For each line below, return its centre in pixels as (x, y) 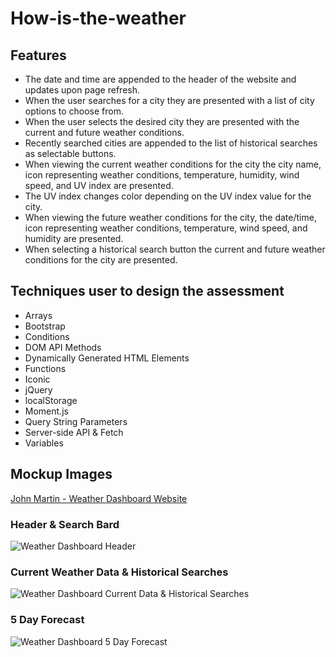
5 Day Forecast (47, 620)
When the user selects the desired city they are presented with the (162, 121)
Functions (45, 368)
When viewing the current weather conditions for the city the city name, (173, 164)
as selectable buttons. (70, 153)
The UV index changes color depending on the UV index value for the (168, 196)
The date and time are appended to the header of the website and (160, 79)
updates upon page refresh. (82, 90)
